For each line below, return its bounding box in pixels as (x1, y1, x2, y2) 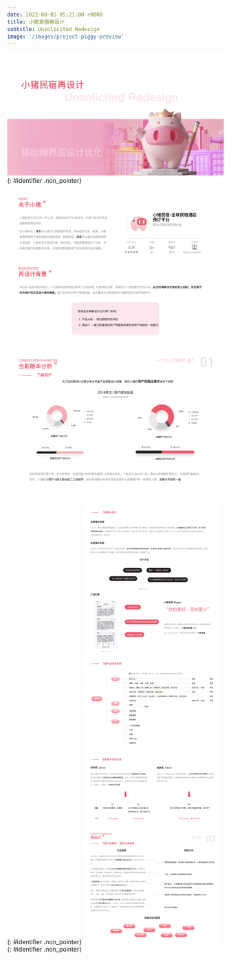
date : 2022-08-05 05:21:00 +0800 (7, 11, 103, 18)
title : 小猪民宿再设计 (7, 18, 65, 26)
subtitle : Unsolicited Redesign (7, 26, 100, 32)
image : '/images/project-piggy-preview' (7, 33, 125, 40)
